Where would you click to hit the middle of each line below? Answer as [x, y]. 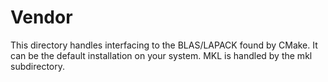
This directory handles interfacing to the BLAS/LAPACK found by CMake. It [164, 45]
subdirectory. [38, 66]
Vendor [41, 17]
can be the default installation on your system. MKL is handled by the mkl [161, 55]
